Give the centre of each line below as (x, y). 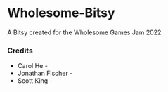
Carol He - (32, 66)
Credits (20, 51)
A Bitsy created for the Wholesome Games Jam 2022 (84, 32)
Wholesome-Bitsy (61, 13)
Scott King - (35, 81)
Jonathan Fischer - (45, 73)
